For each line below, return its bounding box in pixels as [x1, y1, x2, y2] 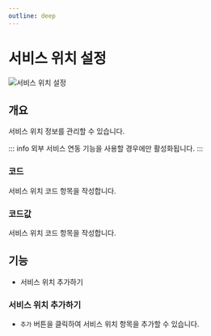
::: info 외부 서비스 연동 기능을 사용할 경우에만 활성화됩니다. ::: [8, 143, 204, 154]
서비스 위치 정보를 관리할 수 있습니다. [8, 126, 125, 136]
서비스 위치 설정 [8, 49, 107, 67]
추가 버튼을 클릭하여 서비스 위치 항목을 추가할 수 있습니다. [19, 319, 200, 329]
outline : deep [8, 11, 57, 20]
